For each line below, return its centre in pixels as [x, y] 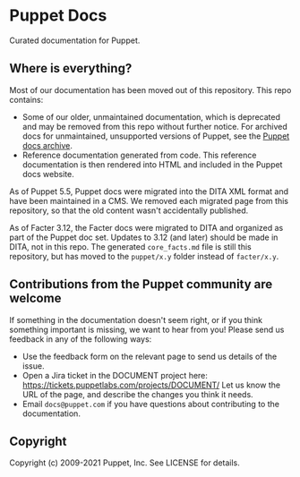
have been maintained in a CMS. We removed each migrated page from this [149, 200]
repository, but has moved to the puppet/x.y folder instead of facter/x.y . [144, 256]
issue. [33, 366]
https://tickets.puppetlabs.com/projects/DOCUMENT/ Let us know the [151, 385]
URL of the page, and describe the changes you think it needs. [137, 394]
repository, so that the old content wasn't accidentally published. [129, 210]
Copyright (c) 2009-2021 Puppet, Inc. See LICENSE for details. [124, 463]
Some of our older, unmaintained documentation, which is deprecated [151, 116]
